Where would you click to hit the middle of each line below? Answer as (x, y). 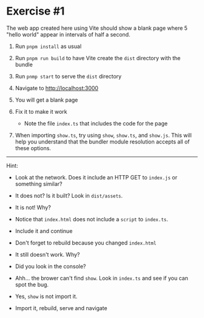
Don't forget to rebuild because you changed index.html (86, 243)
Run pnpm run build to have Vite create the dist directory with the (98, 58)
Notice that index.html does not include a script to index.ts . (92, 219)
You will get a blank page (46, 100)
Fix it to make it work (41, 111)
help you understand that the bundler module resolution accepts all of (102, 142)
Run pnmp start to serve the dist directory (68, 76)
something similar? (39, 184)
